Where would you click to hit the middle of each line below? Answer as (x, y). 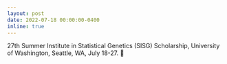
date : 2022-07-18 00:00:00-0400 (53, 20)
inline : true (26, 26)
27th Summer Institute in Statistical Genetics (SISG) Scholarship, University (113, 46)
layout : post (26, 13)
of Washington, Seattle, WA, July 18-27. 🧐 (66, 53)
